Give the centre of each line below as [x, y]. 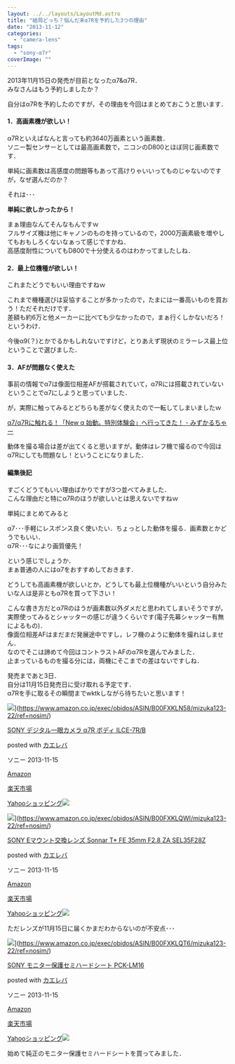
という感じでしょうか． [41, 560]
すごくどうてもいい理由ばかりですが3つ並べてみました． [89, 489]
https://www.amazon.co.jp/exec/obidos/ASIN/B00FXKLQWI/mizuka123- [122, 818]
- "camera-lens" [37, 40]
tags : [15, 46]
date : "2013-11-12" [36, 27]
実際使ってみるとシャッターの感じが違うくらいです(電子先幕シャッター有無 [116, 617]
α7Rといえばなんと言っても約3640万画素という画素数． [88, 138]
